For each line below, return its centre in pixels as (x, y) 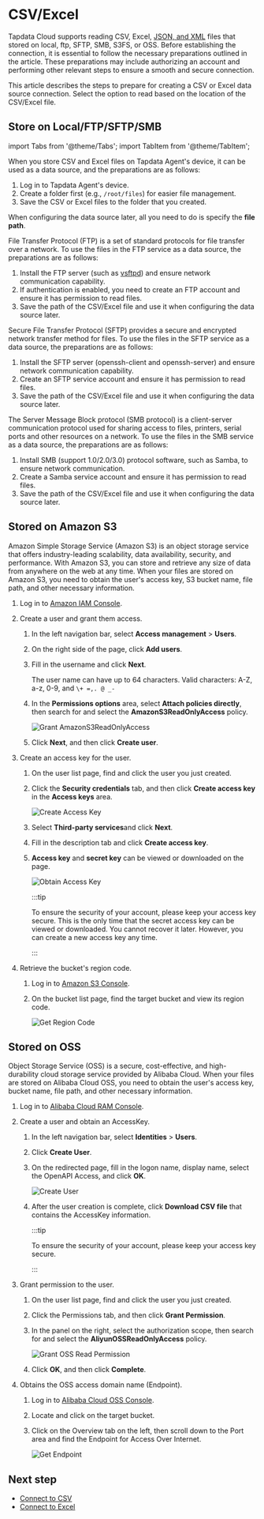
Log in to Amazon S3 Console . (80, 983)
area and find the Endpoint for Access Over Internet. (116, 1439)
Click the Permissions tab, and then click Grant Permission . (128, 1315)
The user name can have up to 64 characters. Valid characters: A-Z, (142, 679)
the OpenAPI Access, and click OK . (89, 1176)
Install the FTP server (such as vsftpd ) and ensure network (115, 273)
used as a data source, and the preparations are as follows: (104, 169)
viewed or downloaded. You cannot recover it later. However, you (137, 929)
